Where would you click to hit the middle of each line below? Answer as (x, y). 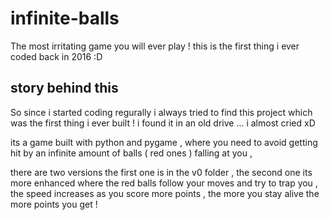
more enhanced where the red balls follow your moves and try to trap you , (164, 183)
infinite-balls (65, 18)
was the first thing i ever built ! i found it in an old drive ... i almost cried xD (163, 123)
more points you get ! (54, 204)
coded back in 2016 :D (56, 56)
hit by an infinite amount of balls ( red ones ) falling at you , (131, 153)
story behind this (64, 88)
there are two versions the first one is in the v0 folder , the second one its (161, 172)
